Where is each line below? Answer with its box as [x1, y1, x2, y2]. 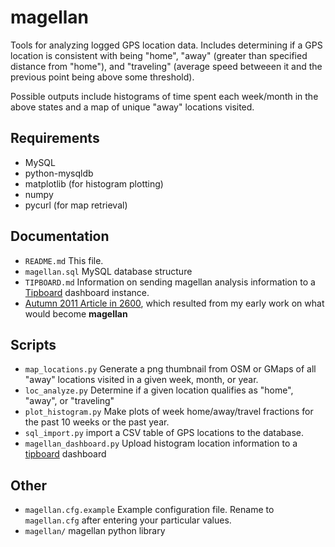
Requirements [10, 130, 100, 147]
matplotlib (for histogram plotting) [24, 177, 164, 190]
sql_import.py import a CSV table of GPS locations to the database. [24, 427, 305, 439]
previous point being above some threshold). [10, 71, 195, 83]
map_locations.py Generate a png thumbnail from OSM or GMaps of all [24, 363, 317, 375]
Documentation [10, 228, 110, 245]
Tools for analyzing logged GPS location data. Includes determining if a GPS [10, 39, 323, 51]
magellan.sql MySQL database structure [24, 265, 193, 277]
